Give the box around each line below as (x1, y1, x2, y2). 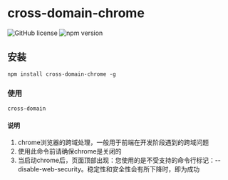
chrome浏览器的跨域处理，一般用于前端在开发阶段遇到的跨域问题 (17, 138, 209, 147)
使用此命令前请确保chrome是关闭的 (17, 147, 122, 156)
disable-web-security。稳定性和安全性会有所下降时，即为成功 (17, 165, 200, 174)
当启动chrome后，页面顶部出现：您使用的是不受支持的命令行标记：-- (17, 156, 221, 165)
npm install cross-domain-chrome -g (7, 70, 116, 78)
